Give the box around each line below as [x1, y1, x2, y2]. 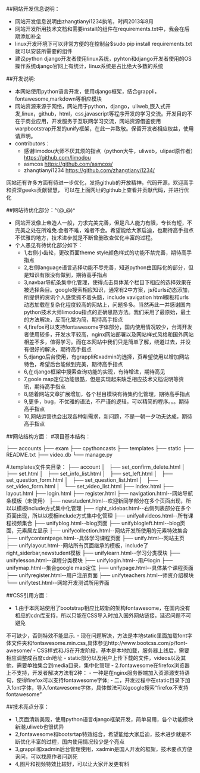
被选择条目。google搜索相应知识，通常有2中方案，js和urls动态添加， [23, 286, 193, 293]
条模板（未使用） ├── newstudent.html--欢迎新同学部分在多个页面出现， [6, 497, 186, 504]
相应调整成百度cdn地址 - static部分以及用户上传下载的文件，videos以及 [6, 654, 181, 661]
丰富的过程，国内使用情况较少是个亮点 [30, 738, 125, 745]
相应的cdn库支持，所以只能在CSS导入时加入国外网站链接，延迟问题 [14, 612, 181, 619]
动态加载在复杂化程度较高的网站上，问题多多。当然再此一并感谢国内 [23, 301, 191, 308]
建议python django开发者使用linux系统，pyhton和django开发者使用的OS [14, 55, 192, 62]
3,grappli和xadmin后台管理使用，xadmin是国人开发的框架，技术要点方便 [14, 746, 192, 752]
